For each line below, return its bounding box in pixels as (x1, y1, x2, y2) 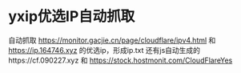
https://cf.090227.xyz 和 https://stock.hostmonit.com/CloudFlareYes (8, 55, 233, 65)
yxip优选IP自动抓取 (8, 7, 135, 26)
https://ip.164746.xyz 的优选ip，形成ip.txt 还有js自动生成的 (8, 45, 201, 55)
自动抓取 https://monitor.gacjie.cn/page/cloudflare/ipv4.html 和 (8, 35, 216, 45)
